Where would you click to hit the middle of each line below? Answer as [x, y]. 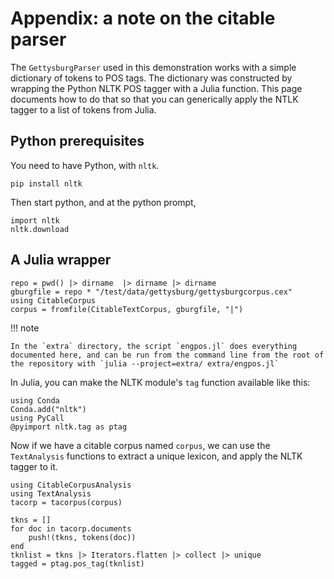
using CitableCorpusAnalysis [71, 485]
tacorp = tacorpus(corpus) [66, 502]
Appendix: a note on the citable [143, 18]
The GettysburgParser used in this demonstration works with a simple [153, 67]
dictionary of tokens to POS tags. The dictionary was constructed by [151, 78]
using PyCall [37, 418]
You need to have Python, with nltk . [85, 165]
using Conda [35, 400]
